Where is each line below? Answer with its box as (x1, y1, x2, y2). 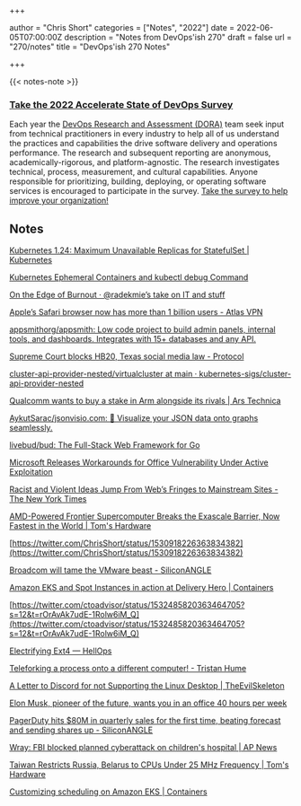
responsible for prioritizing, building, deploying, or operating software (9, 176, 267, 187)
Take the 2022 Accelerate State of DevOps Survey (9, 98, 234, 110)
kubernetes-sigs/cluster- (199, 369, 292, 380)
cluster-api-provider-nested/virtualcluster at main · (9, 369, 198, 380)
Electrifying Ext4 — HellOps (9, 645, 112, 656)
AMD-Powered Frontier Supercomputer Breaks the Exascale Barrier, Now (9, 511, 280, 521)
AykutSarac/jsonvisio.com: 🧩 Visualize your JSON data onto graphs (9, 413, 259, 424)
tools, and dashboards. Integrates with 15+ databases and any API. (9, 334, 256, 345)
